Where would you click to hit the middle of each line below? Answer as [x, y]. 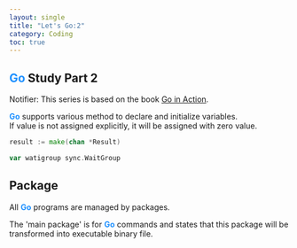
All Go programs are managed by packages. [90, 207]
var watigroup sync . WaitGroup [65, 158]
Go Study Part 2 [54, 77]
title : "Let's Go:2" [47, 26]
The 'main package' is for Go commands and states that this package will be [149, 224]
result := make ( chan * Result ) [65, 143]
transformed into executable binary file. [81, 233]
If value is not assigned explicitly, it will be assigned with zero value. [133, 126]
